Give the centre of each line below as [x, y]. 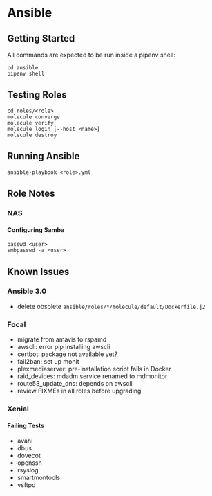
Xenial [18, 409]
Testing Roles [37, 95]
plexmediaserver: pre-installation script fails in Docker [94, 369]
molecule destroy [32, 135]
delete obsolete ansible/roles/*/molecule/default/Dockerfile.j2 [111, 306]
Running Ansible [44, 156]
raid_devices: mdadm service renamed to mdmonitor [92, 376]
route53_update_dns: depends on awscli [75, 384]
